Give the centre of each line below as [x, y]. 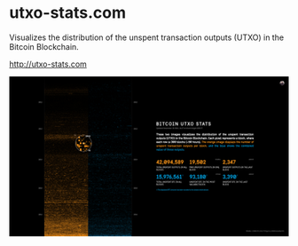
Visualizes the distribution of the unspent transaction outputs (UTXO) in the [147, 37]
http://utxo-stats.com [48, 64]
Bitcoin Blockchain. [44, 46]
